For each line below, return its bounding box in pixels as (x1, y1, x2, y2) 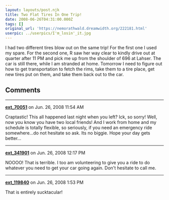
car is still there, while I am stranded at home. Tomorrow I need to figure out (5, 61, 162, 66)
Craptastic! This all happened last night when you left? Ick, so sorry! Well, (5, 114, 157, 120)
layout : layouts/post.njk (5, 7, 59, 13)
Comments (5, 86, 41, 95)
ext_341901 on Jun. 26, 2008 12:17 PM (5, 150, 86, 156)
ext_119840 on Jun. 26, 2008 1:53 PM (5, 179, 84, 185)
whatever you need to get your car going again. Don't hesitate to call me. (5, 165, 156, 171)
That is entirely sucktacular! (5, 189, 63, 195)
